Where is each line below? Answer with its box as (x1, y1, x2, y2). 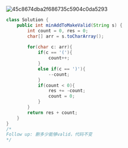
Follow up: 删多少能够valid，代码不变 (6, 132, 93, 137)
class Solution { (6, 17, 49, 23)
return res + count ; (27, 109, 78, 116)
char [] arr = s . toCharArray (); (27, 33, 104, 39)
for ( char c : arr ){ (27, 44, 73, 50)
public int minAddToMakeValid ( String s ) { (17, 22, 123, 28)
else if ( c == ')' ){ (37, 66, 86, 72)
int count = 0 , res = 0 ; (27, 28, 88, 33)
